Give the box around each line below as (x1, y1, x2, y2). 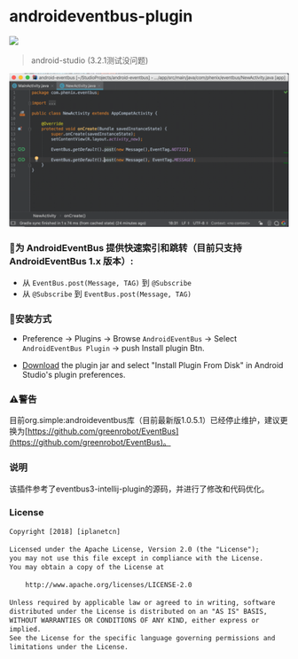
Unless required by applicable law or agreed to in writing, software (9, 599, 276, 608)
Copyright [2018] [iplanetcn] (9, 528, 122, 537)
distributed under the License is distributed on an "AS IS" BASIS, (9, 608, 268, 616)
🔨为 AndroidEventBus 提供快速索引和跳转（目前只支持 (9, 242, 242, 255)
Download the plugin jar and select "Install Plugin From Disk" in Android (21, 360, 284, 371)
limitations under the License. (9, 643, 129, 652)
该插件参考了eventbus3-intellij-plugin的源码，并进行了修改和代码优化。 (9, 483, 270, 494)
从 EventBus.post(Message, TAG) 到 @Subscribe (21, 277, 192, 287)
